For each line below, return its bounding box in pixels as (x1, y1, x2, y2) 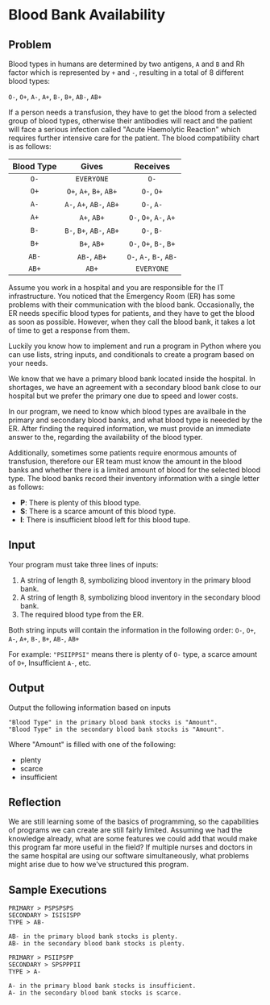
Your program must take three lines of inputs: (8, 559, 159, 569)
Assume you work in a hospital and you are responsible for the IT (8, 283, 224, 292)
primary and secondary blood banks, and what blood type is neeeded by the (8, 415, 263, 425)
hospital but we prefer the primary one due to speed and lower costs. (8, 391, 239, 401)
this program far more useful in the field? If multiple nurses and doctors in (8, 842, 253, 852)
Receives (134, 161, 171, 172)
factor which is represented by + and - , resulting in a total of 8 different (8, 68, 244, 77)
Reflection (8, 795, 62, 809)
